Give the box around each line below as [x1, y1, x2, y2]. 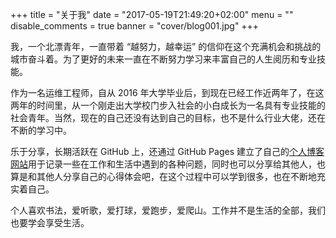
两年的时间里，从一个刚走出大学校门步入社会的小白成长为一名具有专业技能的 [10, 99, 326, 111]
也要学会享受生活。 [10, 217, 90, 228]
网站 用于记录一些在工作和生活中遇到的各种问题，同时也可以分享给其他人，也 [10, 158, 326, 170]
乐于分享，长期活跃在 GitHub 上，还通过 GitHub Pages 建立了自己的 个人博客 [10, 146, 325, 157]
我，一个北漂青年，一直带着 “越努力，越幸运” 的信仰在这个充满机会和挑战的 [10, 41, 322, 52]
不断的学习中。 [10, 124, 72, 136]
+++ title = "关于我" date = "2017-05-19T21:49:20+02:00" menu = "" [10, 9, 294, 20]
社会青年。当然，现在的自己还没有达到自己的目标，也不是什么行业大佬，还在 [10, 112, 326, 123]
